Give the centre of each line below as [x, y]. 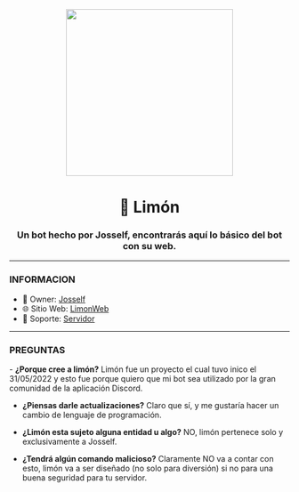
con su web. [149, 246]
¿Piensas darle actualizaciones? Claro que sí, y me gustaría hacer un [150, 406]
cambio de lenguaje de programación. [92, 415]
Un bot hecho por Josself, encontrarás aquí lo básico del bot [149, 235]
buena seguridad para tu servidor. [85, 478]
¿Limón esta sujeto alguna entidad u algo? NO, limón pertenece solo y [153, 432]
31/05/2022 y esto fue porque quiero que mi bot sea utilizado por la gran [142, 379]
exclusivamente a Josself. [69, 442]
